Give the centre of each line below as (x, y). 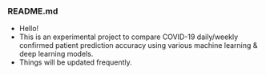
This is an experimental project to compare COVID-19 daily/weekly (129, 37)
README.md (33, 11)
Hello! (29, 29)
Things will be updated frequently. (76, 62)
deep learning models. (56, 54)
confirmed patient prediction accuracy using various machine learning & (138, 45)
